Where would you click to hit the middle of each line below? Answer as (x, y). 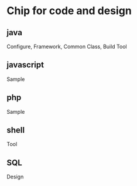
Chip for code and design (69, 11)
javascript (25, 65)
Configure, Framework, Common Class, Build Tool (67, 46)
